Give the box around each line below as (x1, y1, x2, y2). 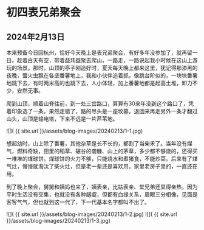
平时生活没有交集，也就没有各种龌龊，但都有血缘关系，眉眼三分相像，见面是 (6, 191, 198, 198)
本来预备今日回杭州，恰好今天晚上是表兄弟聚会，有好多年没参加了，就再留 (6, 49, 192, 56)
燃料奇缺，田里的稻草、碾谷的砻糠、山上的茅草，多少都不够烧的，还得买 (16, 147, 198, 155)
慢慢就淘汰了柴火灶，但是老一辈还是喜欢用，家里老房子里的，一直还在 (22, 162, 198, 170)
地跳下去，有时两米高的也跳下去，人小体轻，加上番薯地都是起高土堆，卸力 (6, 80, 192, 86)
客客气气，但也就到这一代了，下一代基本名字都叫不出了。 (6, 198, 150, 206)
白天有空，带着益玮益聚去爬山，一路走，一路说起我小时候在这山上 (27, 57, 192, 64)
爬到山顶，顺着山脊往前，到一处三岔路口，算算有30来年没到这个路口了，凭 (6, 100, 194, 107)
